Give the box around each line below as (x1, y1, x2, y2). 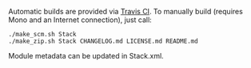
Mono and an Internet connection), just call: (8, 15, 152, 25)
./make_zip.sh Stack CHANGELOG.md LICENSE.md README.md (8, 37, 198, 45)
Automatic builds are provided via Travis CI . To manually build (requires (8, 7, 244, 16)
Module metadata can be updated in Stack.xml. (8, 51, 164, 60)
